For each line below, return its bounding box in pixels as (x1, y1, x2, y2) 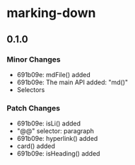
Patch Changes (6, 103, 61, 113)
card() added (16, 142, 56, 150)
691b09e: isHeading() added (16, 149, 100, 158)
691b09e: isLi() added (16, 119, 81, 128)
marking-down (6, 5, 96, 21)
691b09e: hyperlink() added (16, 135, 98, 143)
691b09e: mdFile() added (16, 70, 91, 79)
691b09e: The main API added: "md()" (16, 78, 129, 86)
